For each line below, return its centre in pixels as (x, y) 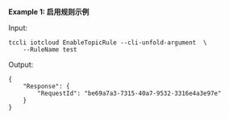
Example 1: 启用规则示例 (49, 12)
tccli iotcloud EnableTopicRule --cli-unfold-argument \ (108, 43)
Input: (18, 28)
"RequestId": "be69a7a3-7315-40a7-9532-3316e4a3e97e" (129, 93)
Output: (21, 64)
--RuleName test (50, 50)
